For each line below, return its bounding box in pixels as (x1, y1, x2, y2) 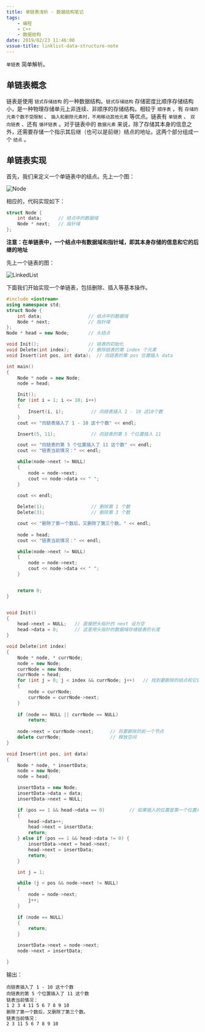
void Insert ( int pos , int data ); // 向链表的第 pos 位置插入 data (6, 352, 173, 358)
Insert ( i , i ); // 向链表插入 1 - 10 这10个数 (28, 409, 164, 415)
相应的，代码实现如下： (6, 197, 65, 205)
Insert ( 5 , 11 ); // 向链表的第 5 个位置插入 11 (17, 431, 162, 437)
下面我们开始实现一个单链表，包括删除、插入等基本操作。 (6, 284, 151, 291)
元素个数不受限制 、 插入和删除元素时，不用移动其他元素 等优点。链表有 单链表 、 (6, 112, 189, 120)
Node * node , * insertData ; (17, 762, 88, 768)
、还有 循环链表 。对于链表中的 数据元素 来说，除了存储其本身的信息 (21, 120, 187, 128)
